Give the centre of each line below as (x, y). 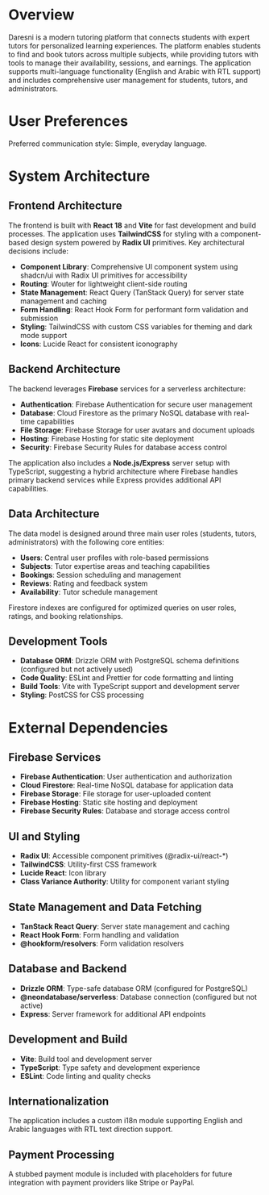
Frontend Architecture (65, 206)
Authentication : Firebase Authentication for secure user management (136, 404)
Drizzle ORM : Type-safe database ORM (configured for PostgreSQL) (134, 988)
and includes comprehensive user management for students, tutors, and (128, 80)
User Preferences (68, 121)
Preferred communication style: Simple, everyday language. (108, 144)
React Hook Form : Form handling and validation (99, 934)
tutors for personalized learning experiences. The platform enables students (135, 45)
